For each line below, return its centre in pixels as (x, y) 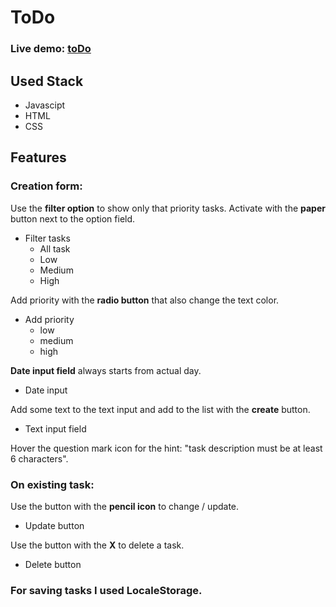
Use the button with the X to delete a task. (97, 545)
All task (55, 248)
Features (38, 157)
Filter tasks (47, 238)
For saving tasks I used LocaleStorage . (106, 590)
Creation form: (46, 186)
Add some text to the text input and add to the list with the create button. (160, 409)
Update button (54, 525)
